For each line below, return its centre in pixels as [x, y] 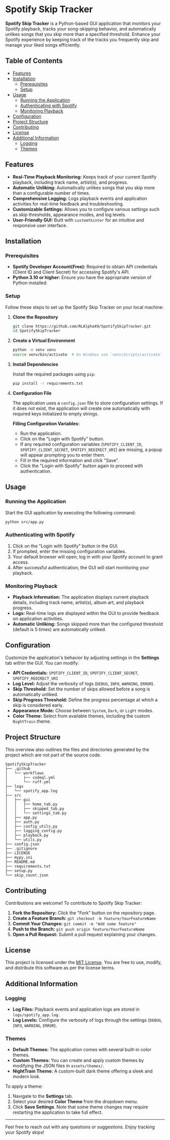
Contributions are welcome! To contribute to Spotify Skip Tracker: [74, 903]
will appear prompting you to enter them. [62, 455]
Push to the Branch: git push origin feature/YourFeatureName [79, 929]
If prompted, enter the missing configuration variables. [69, 551]
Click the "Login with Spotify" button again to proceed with [81, 466]
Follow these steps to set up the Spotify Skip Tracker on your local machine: [84, 307]
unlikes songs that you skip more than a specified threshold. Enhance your [83, 34]
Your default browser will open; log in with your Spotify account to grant [88, 557]
